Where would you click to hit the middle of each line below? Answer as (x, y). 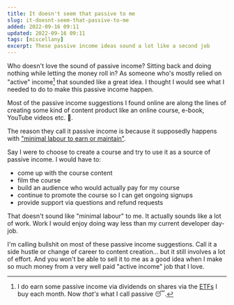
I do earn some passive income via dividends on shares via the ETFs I (117, 286)
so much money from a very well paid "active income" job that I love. (106, 266)
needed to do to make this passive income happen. (81, 89)
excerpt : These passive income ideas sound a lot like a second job (109, 46)
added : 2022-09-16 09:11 (43, 26)
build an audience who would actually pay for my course (98, 187)
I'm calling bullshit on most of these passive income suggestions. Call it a (112, 244)
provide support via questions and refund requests (90, 202)
